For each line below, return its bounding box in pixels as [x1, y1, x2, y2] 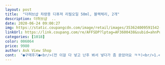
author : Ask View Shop [5, 48, 52, 53]
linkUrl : [5, 30, 23, 35]
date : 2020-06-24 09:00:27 [5, 21, 60, 26]
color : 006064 [5, 39, 34, 44]
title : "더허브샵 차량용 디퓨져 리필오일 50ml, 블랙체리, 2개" [5, 12, 120, 17]
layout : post [5, 7, 32, 12]
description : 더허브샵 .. [5, 16, 56, 21]
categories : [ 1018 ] [5, 35, 45, 40]
